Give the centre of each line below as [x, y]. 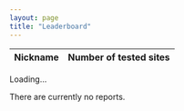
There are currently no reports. [67, 96]
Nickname [36, 57]
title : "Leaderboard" [51, 26]
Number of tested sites [119, 57]
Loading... [28, 79]
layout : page [34, 18]
